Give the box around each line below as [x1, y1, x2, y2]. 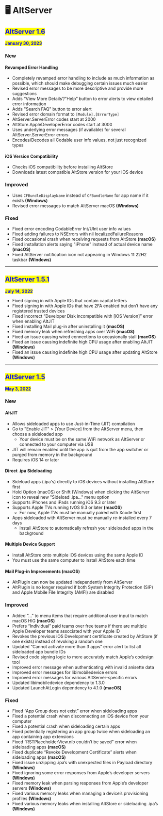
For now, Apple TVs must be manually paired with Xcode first [19, 509, 142, 515]
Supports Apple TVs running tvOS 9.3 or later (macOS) [12, 504, 122, 510]
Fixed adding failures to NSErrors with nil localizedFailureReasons [12, 231, 144, 237]
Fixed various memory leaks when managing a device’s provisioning [12, 790, 148, 796]
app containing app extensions [12, 734, 74, 739]
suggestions [12, 91, 37, 97]
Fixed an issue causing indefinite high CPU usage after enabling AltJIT [12, 339, 153, 344]
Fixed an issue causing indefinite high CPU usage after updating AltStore [12, 349, 158, 355]
